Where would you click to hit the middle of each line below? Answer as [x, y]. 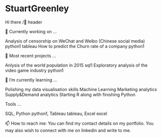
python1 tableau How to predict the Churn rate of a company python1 [75, 46]
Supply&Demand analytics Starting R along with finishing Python [70, 94]
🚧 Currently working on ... [31, 31]
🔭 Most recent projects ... [31, 56]
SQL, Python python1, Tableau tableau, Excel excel [56, 114]
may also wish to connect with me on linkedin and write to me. [68, 130]
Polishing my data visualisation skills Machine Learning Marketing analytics [81, 89]
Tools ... [13, 104]
